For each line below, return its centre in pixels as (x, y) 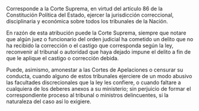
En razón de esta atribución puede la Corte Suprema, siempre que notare (96, 33)
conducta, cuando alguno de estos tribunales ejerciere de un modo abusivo (99, 76)
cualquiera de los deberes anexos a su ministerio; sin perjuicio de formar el (99, 89)
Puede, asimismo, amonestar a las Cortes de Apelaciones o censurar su (95, 70)
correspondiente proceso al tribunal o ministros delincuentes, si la (88, 95)
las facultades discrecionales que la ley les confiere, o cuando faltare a (94, 82)
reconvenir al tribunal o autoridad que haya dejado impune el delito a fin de (99, 52)
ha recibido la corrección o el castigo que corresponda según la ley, (90, 45)
